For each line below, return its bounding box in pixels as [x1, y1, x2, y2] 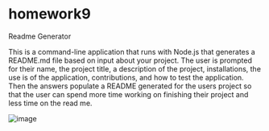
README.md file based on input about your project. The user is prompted [8, 55, 252, 65]
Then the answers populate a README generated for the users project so [8, 81, 252, 91]
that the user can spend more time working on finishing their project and [8, 89, 249, 99]
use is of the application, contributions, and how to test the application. [8, 72, 244, 82]
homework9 [8, 5, 91, 23]
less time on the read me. [8, 98, 93, 108]
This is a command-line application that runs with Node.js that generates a [8, 47, 255, 56]
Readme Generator [8, 31, 72, 41]
